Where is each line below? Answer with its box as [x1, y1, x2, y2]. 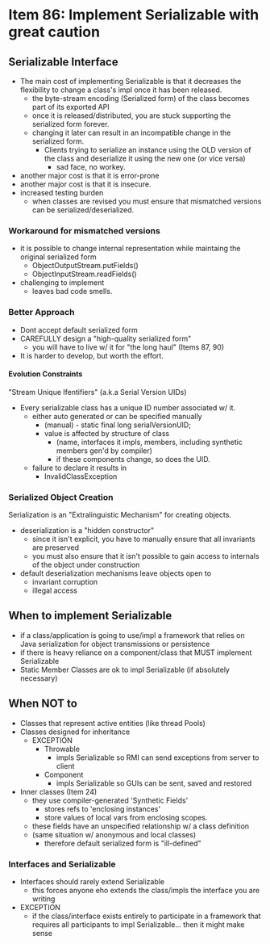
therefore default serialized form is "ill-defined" [44, 838, 201, 848]
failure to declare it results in [31, 463, 127, 472]
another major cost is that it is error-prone [19, 171, 160, 180]
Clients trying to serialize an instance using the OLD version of [44, 145, 251, 154]
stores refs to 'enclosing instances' [44, 803, 161, 813]
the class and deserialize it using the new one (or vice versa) [44, 153, 246, 163]
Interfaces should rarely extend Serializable [19, 877, 165, 887]
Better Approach [8, 307, 75, 318]
